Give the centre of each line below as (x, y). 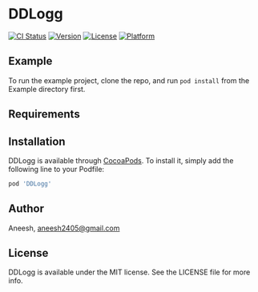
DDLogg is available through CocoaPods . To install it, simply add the (121, 160)
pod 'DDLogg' (30, 184)
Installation (37, 141)
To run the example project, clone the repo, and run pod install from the (129, 80)
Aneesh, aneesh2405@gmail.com (64, 228)
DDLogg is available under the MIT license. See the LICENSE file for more (129, 272)
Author (26, 209)
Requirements (44, 114)
